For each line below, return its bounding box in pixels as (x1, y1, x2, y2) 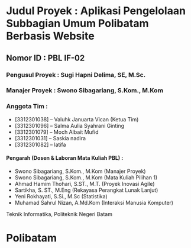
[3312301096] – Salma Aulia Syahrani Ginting (14, 122, 125, 129)
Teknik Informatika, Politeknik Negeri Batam (6, 210, 112, 217)
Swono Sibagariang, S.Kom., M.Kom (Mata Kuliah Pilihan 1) (14, 173, 158, 181)
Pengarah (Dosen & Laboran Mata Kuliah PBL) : (6, 154, 124, 162)
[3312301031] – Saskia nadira (14, 134, 86, 141)
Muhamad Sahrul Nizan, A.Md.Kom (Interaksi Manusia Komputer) (14, 199, 173, 206)
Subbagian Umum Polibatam (6, 17, 149, 30)
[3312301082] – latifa (14, 141, 66, 148)
